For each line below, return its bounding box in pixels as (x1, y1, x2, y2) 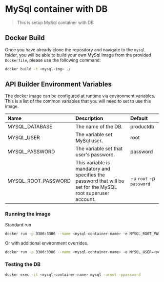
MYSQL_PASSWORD (7, 148, 55, 155)
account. (75, 196, 96, 203)
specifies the (75, 172, 105, 178)
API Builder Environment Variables (5, 80, 112, 88)
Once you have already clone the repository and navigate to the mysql (5, 46, 145, 52)
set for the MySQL (75, 184, 117, 191)
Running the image (5, 211, 51, 217)
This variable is (75, 159, 110, 166)
